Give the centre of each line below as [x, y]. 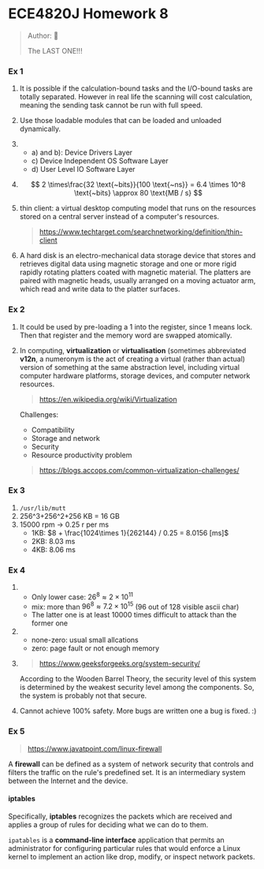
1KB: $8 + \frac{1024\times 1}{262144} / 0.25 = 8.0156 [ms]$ [130, 532]
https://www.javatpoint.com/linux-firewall [95, 748]
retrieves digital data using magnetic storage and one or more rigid [128, 264]
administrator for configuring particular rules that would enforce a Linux [125, 848]
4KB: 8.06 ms [54, 550]
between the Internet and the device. [68, 781]
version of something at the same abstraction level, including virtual [130, 367]
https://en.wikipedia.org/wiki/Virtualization [108, 399]
